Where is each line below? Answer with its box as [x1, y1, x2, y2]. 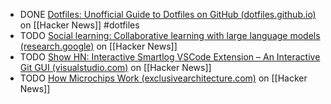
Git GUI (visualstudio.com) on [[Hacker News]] [19, 62, 212, 73]
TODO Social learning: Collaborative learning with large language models [19, 30, 321, 41]
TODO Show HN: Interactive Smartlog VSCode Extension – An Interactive [19, 51, 321, 63]
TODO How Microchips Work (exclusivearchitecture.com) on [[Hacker [19, 72, 308, 84]
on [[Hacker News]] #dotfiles [19, 19, 140, 31]
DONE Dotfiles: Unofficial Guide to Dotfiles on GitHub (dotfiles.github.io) [19, 9, 317, 20]
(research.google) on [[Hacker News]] [19, 40, 178, 52]
